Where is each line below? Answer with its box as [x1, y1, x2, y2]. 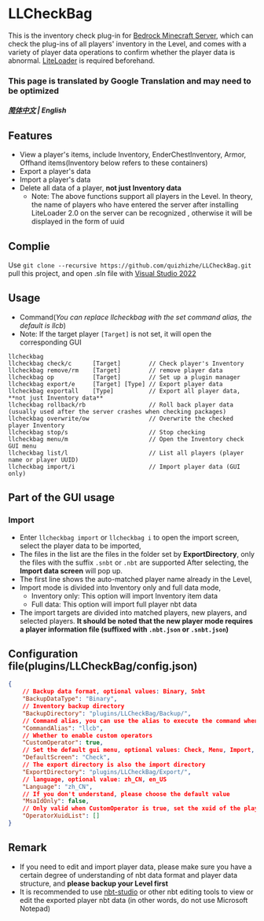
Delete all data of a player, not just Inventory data [19, 183, 182, 193]
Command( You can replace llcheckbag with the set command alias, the [19, 312, 252, 322]
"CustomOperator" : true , [22, 739, 104, 747]
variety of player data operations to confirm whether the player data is [8, 47, 236, 57]
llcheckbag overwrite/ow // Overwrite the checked [8, 414, 234, 422]
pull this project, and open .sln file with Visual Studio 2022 [8, 269, 196, 278]
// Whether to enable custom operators [22, 731, 153, 739]
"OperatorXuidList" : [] [22, 812, 101, 820]
